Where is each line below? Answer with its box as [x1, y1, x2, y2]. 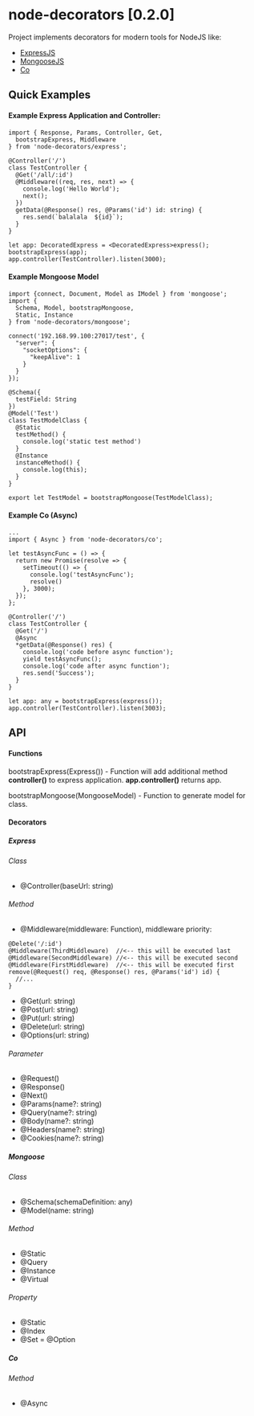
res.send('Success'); [22, 669, 95, 677]
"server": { [15, 339, 56, 347]
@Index [19, 1326, 46, 1336]
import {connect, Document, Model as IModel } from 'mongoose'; [8, 289, 228, 298]
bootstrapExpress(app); [8, 248, 88, 256]
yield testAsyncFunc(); [22, 655, 103, 663]
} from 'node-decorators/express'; [8, 142, 127, 150]
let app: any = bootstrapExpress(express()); [8, 697, 163, 705]
